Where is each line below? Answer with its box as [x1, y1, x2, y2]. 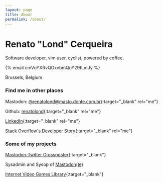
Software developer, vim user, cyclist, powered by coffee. [5, 55, 124, 61]
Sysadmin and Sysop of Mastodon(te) [5, 161, 84, 167]
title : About [5, 12, 33, 17]
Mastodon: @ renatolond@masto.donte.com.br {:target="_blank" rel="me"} [5, 99, 158, 105]
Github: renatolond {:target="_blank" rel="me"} [5, 108, 101, 114]
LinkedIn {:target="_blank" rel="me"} [5, 118, 80, 124]
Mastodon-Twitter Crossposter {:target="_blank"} [5, 151, 106, 157]
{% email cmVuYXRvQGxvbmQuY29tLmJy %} [5, 65, 100, 71]
